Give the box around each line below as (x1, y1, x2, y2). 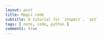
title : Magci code (5, 12, 44, 17)
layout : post (5, 7, 33, 13)
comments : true (5, 26, 38, 31)
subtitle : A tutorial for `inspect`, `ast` (5, 17, 99, 22)
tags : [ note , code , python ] (5, 21, 70, 27)
